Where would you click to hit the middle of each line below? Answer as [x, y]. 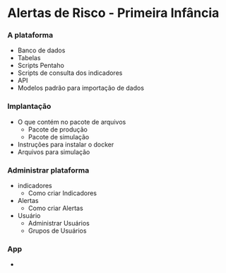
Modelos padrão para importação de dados [81, 88]
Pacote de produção [58, 129]
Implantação [29, 106]
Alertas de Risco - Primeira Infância [113, 13]
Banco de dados [41, 50]
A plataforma [30, 35]
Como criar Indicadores [63, 193]
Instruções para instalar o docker [66, 144]
